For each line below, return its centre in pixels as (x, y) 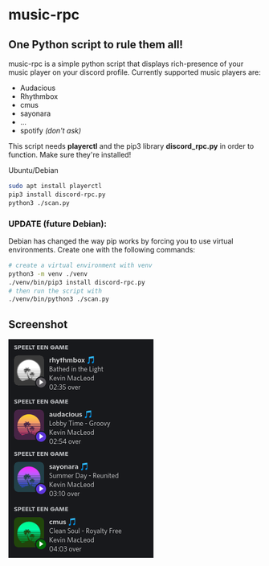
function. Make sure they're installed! (70, 155)
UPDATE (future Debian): (57, 224)
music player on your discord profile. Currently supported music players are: (134, 72)
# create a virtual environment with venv (80, 265)
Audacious (38, 88)
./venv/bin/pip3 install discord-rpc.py (77, 282)
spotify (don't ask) (51, 131)
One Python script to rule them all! (96, 45)
